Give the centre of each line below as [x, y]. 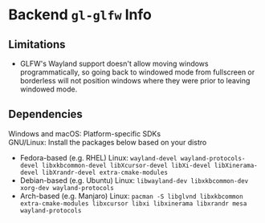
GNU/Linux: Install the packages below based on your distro [108, 142]
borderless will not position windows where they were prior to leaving [135, 81]
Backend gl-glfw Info [80, 15]
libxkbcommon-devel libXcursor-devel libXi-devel [126, 165]
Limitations [37, 45]
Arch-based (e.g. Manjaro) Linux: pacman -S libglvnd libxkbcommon [131, 196]
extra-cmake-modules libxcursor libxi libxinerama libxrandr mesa [133, 203]
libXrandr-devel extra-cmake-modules [105, 172]
